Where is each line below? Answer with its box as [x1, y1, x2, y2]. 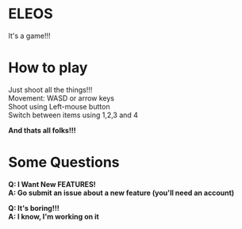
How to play [8, 59, 88, 77]
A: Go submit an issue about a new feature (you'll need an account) [8, 188, 235, 197]
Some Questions [8, 154, 121, 171]
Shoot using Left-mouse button [8, 101, 110, 111]
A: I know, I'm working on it [8, 212, 99, 221]
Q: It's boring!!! [8, 203, 60, 212]
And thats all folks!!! [8, 125, 77, 135]
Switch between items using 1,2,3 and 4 [8, 110, 139, 120]
